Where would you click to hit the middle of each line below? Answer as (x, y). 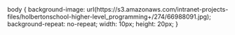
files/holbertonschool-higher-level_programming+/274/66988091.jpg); (109, 16)
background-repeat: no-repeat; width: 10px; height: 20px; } (93, 24)
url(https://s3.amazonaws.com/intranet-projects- (157, 9)
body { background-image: (46, 9)
